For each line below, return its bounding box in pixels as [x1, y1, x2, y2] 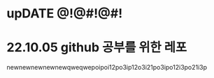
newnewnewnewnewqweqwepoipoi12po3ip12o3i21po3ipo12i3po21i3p [6, 63, 208, 72]
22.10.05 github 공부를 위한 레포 [6, 40, 187, 56]
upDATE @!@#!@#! [6, 6, 123, 22]
